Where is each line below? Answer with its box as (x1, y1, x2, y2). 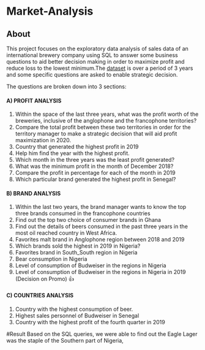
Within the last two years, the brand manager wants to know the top (15, 204, 187, 211)
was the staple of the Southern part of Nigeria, (6, 337, 124, 344)
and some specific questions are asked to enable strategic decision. (6, 71, 178, 78)
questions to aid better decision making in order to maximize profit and (6, 58, 185, 65)
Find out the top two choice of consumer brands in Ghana (15, 216, 161, 224)
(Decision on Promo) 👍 (15, 275, 75, 283)
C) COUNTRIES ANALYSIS (6, 292, 74, 299)
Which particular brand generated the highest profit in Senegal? (15, 176, 176, 183)
